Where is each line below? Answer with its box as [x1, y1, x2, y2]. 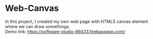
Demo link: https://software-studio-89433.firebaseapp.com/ [5, 29, 125, 34]
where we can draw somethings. [5, 23, 70, 29]
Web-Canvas [5, 3, 59, 14]
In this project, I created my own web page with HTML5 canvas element [5, 19, 149, 24]
